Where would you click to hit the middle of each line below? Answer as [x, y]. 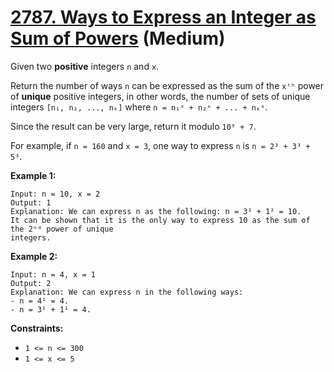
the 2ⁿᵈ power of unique [62, 229]
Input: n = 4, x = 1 [53, 274]
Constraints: [37, 328]
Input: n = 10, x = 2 [55, 194]
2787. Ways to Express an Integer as [163, 17]
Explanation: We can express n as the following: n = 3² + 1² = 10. [156, 211]
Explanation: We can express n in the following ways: [127, 292]
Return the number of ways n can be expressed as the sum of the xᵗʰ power [167, 85]
